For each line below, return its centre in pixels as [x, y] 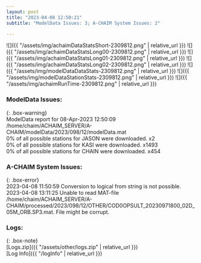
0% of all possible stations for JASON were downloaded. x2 [81, 138]
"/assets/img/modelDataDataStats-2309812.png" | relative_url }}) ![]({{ [102, 71]
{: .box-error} [23, 180]
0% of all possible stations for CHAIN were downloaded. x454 [84, 151]
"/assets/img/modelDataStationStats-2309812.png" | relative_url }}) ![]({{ [97, 78]
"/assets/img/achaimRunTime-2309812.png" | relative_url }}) [81, 84]
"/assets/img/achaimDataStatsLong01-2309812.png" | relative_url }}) [100, 59]
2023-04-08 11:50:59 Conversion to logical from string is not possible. [94, 186]
